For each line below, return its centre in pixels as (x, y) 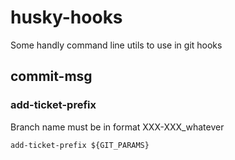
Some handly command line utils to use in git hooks (116, 45)
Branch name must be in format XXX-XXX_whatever (117, 127)
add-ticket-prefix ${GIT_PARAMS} (80, 145)
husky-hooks (66, 17)
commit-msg (51, 76)
